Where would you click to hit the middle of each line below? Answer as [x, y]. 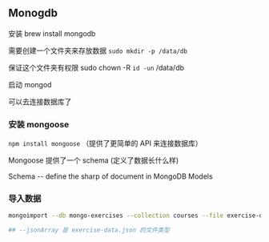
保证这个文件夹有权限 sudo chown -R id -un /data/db [96, 67]
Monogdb [33, 13]
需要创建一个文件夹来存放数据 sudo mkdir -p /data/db [98, 50]
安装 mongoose [39, 124]
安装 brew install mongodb [52, 33]
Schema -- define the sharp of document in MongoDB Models [111, 176]
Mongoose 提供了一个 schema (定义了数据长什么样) [94, 160]
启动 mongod [30, 84]
